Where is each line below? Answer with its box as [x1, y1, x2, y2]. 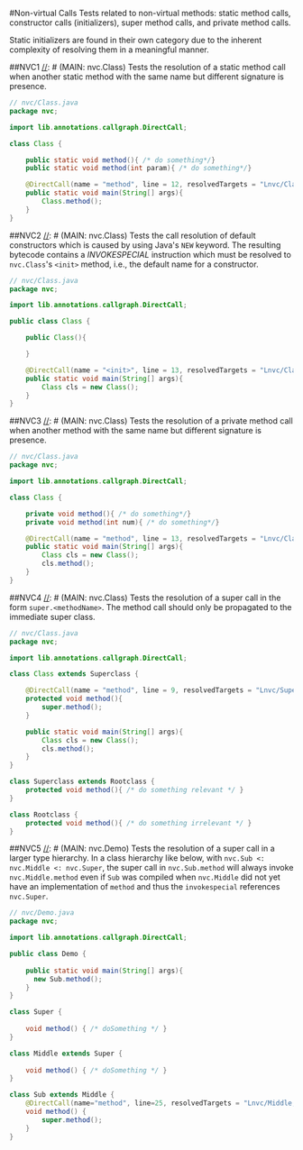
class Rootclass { [9, 810, 78, 819]
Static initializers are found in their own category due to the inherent [9, 35, 262, 45]
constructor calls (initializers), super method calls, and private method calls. [9, 17, 291, 28]
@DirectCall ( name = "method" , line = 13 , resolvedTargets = [25, 534, 256, 543]
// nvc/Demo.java [9, 908, 75, 917]
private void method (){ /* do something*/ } [25, 509, 192, 518]
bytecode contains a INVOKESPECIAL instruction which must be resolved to [9, 249, 291, 260]
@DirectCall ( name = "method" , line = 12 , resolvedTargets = [25, 180, 256, 189]
